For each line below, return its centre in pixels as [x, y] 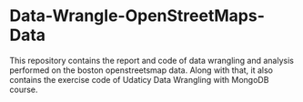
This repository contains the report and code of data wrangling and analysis [151, 60]
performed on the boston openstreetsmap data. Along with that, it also [141, 70]
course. [24, 89]
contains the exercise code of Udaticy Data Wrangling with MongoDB [139, 79]
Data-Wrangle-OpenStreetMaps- [137, 16]
